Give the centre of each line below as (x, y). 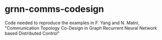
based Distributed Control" (32, 33)
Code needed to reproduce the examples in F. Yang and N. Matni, (72, 23)
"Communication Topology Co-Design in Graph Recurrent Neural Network (81, 28)
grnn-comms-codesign (54, 9)
